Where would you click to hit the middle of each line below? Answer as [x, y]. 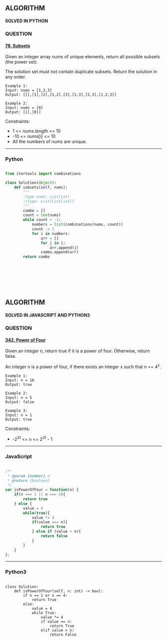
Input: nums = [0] [24, 108]
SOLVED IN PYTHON [27, 21]
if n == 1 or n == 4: [45, 595]
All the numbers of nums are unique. [49, 142]
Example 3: [16, 411]
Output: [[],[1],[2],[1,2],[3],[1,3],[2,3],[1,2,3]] [61, 95]
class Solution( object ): [31, 183]
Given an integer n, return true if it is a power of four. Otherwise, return [78, 351]
